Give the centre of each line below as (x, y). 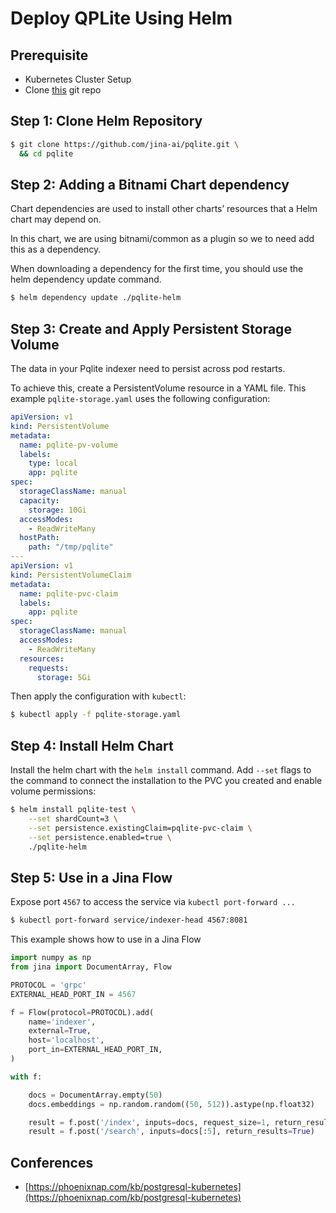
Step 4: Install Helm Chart (92, 745)
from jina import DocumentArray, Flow (91, 967)
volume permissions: (53, 791)
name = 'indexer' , (62, 1022)
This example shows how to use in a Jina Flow (106, 939)
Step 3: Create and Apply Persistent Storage (151, 328)
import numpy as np (51, 958)
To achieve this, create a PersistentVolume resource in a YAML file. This (158, 388)
